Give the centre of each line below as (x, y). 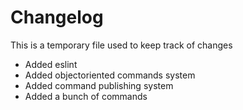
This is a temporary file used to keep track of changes (121, 45)
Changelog (57, 17)
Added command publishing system (99, 85)
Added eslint (51, 64)
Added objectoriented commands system (110, 75)
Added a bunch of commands (86, 96)
